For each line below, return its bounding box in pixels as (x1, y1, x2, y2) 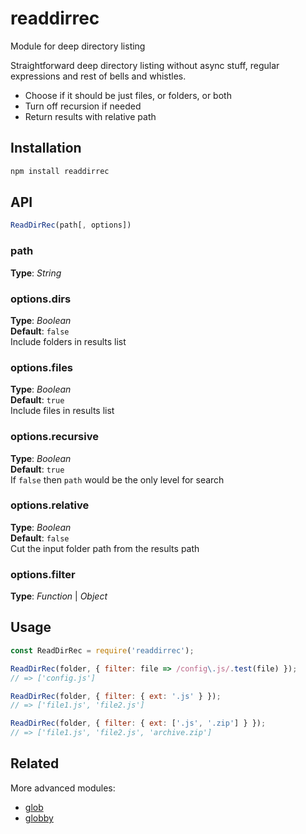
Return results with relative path (24, 110, 157, 122)
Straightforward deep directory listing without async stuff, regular (10, 59, 280, 71)
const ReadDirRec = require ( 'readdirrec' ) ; (10, 645, 195, 656)
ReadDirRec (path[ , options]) (10, 220, 132, 231)
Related (10, 755, 60, 772)
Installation (10, 140, 82, 157)
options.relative (10, 498, 90, 512)
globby (24, 812, 54, 824)
